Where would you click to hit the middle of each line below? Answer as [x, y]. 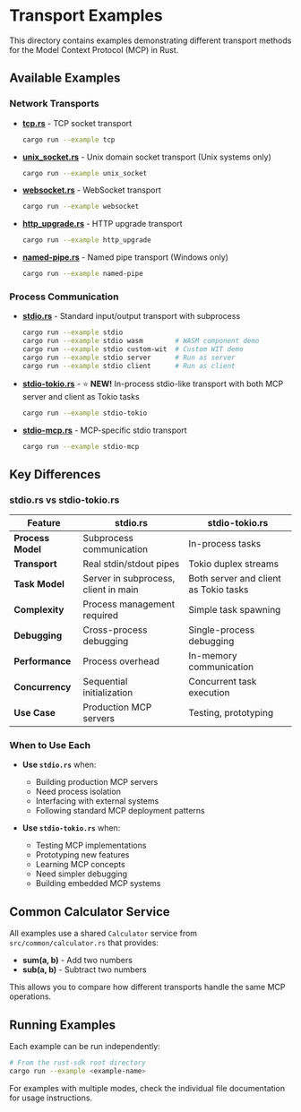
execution [209, 693]
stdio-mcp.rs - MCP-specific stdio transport [104, 430]
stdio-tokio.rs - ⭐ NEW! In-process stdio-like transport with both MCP [153, 384]
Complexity [39, 610]
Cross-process [115, 630]
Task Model [39, 584]
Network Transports [55, 104]
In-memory [213, 656]
